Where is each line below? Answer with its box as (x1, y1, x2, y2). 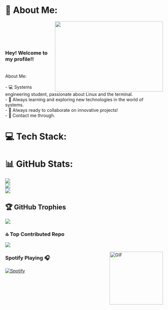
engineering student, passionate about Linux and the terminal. (5, 91, 133, 97)
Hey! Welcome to (5, 49, 48, 56)
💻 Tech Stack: (5, 131, 67, 142)
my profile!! (5, 55, 34, 62)
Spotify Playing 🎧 (5, 255, 50, 262)
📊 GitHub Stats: (5, 158, 73, 169)
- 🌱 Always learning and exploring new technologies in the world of (5, 97, 143, 103)
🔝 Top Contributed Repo (5, 231, 65, 238)
